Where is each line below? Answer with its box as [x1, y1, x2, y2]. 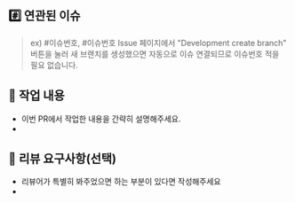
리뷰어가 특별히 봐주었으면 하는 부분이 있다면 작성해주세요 [20, 176, 221, 187]
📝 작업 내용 [8, 88, 66, 104]
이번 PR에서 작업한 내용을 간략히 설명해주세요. [20, 113, 181, 124]
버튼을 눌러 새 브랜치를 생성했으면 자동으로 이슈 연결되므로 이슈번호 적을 [29, 48, 280, 59]
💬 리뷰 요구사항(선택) [8, 152, 117, 167]
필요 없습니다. [29, 59, 79, 70]
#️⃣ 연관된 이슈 [8, 8, 81, 24]
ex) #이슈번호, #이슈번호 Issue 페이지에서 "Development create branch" [29, 37, 287, 48]
